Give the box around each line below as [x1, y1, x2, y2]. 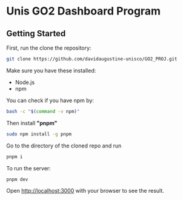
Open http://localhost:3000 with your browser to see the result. [6, 187, 165, 195]
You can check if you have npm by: [6, 97, 94, 104]
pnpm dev [6, 176, 28, 182]
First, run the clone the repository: [6, 44, 91, 51]
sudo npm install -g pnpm [6, 131, 72, 137]
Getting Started [6, 28, 66, 39]
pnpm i [6, 153, 23, 160]
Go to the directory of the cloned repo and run [6, 142, 122, 149]
